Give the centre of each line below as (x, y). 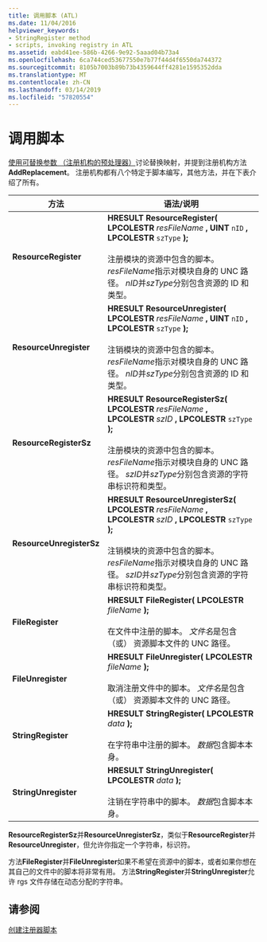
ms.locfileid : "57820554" (51, 97)
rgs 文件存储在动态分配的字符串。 (72, 881)
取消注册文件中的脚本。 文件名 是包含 (176, 688)
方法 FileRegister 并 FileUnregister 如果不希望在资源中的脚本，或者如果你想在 (132, 862)
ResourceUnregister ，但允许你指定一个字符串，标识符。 (101, 845)
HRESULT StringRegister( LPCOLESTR (180, 713)
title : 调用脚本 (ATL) (43, 16)
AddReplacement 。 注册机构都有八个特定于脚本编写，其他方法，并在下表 (129, 173)
